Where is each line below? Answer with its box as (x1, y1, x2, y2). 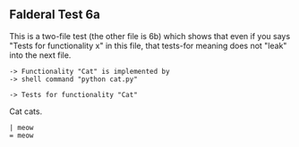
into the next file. (9, 49, 72, 61)
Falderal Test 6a (9, 7, 100, 22)
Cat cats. (9, 106, 43, 117)
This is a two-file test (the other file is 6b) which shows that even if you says (9, 30, 291, 41)
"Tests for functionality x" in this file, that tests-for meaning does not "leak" (9, 40, 287, 51)
